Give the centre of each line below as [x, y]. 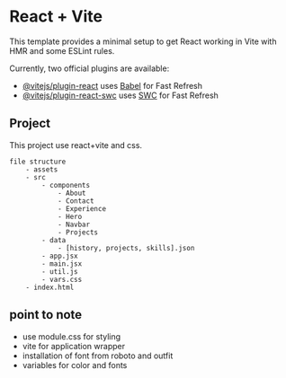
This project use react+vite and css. [76, 145]
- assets [42, 169]
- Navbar [74, 224]
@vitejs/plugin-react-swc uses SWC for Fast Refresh [120, 95]
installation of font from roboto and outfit [98, 356]
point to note [46, 315]
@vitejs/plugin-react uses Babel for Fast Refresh [112, 85]
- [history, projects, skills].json [126, 248]
